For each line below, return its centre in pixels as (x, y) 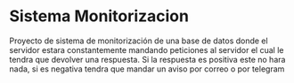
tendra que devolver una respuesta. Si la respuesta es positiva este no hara (147, 59)
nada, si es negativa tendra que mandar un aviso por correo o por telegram (147, 69)
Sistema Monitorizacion (99, 16)
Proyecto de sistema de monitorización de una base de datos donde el (139, 41)
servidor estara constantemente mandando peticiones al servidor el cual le (147, 49)
